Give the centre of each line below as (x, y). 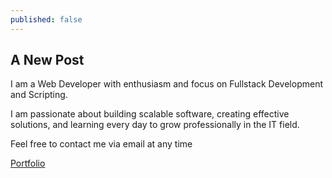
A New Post (47, 60)
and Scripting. (39, 95)
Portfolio (28, 163)
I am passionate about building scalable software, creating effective (150, 114)
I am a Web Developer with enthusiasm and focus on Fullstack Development (167, 84)
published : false (46, 19)
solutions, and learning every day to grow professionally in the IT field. (155, 125)
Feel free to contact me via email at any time (101, 144)
